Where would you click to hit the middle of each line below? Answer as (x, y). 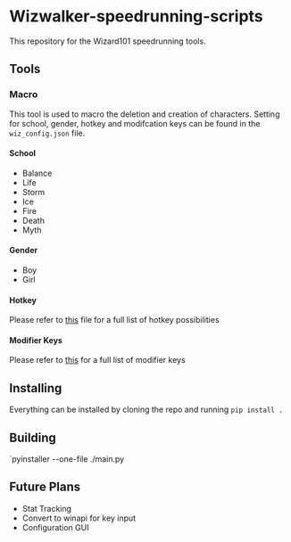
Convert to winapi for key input (79, 518)
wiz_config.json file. (47, 133)
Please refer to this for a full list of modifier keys (97, 360)
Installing (36, 388)
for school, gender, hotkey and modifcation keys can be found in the (135, 123)
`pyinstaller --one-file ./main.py (67, 459)
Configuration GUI (55, 527)
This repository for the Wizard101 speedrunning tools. (108, 41)
